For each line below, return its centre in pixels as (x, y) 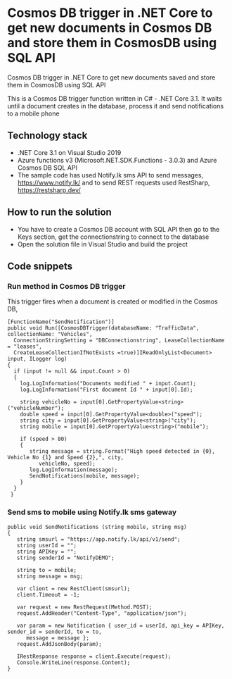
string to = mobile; (47, 570)
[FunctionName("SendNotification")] (61, 322)
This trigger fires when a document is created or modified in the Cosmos (112, 301)
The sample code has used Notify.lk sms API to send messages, (110, 175)
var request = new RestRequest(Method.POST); (84, 607)
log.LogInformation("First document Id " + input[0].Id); (107, 390)
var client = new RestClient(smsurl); (73, 588)
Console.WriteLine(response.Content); (73, 662)
